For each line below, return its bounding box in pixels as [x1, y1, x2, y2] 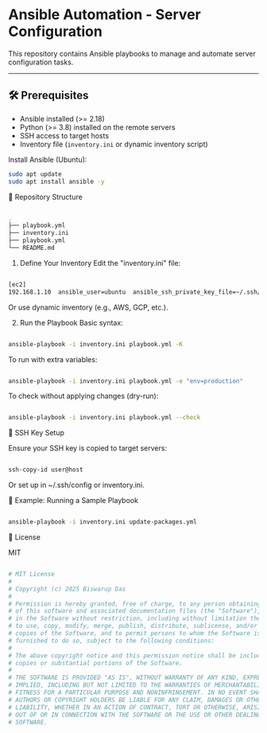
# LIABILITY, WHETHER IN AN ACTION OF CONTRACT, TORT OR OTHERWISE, [8, 703, 240, 712]
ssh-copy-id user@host [8, 466, 83, 474]
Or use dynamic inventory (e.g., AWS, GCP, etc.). [8, 302, 168, 312]
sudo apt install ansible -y [8, 177, 105, 185]
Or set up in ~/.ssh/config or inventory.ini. [8, 480, 145, 490]
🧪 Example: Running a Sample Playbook [8, 496, 139, 505]
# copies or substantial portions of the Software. [8, 659, 183, 667]
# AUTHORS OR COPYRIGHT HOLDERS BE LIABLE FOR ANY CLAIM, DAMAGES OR [8, 696, 244, 704]
